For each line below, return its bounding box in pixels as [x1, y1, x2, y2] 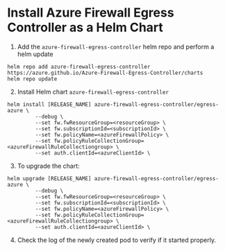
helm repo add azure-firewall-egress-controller [7, 63, 151, 70]
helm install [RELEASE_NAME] [7, 101, 92, 108]
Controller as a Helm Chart [7, 19, 163, 35]
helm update [17, 50, 53, 58]
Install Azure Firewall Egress [7, 5, 175, 21]
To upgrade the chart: [17, 162, 80, 170]
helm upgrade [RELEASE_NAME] [7, 175, 92, 182]
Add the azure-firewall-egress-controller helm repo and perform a [17, 42, 215, 51]
